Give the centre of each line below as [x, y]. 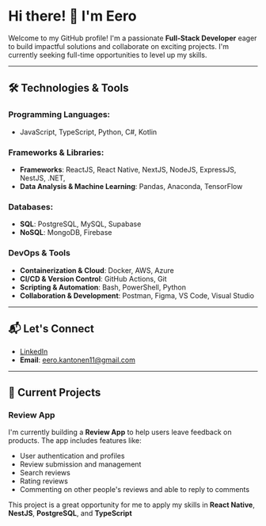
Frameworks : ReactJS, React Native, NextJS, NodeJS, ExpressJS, [128, 169]
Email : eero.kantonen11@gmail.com [78, 360]
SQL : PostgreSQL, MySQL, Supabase [80, 224]
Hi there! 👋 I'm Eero [72, 16]
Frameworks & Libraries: [56, 152]
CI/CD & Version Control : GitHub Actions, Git [93, 278]
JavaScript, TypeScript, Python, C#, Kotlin [88, 132]
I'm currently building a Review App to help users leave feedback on [120, 432]
